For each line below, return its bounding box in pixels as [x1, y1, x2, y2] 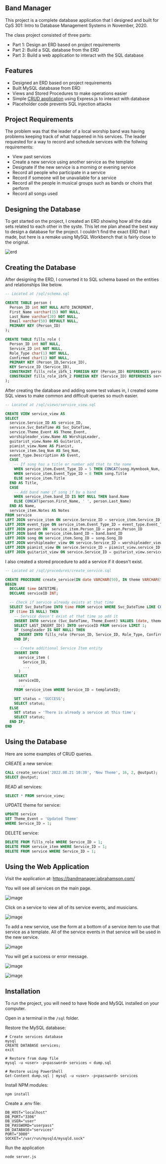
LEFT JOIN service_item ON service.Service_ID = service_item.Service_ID [5, 517, 161, 522]
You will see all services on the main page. [5, 885, 92, 891]
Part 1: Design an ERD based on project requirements [12, 42, 121, 48]
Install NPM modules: [5, 1082, 48, 1088]
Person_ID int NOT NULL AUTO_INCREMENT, [9, 305, 94, 310]
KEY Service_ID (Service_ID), [9, 365, 72, 370]
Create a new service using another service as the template [12, 159, 134, 165]
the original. [5, 239, 30, 245]
